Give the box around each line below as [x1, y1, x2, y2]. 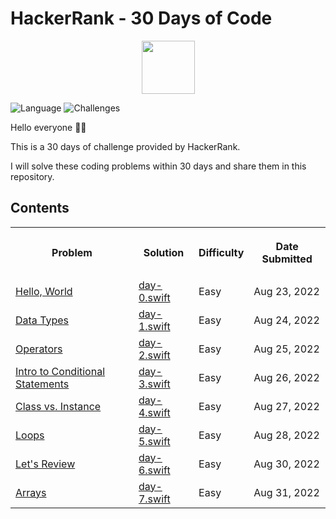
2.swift [138, 348, 171, 362]
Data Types [15, 313, 70, 327]
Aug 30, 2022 [253, 457, 320, 471]
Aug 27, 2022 [253, 399, 320, 413]
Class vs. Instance [15, 399, 102, 413]
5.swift [138, 434, 171, 448]
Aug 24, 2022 [253, 313, 320, 327]
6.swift [138, 463, 171, 477]
